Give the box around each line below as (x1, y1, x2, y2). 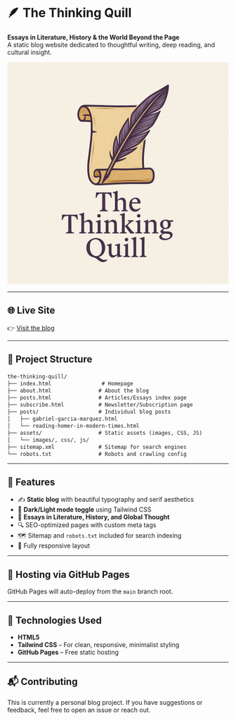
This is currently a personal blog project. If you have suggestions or (7, 698, 203, 706)
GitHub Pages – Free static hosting (17, 648, 119, 656)
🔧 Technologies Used (7, 614, 102, 627)
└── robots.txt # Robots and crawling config (7, 450, 188, 457)
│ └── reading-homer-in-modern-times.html (7, 422, 140, 429)
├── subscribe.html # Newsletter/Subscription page (7, 401, 193, 408)
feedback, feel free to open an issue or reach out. (7, 705, 151, 714)
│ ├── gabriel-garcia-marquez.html (7, 415, 118, 422)
